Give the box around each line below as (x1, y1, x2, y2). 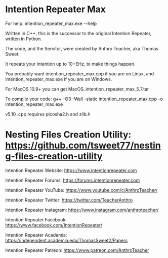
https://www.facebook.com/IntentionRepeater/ (5, 222, 103, 228)
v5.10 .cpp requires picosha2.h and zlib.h (5, 111, 91, 117)
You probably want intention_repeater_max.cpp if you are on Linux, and (5, 70, 154, 77)
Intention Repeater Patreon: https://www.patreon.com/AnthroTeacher (5, 247, 149, 253)
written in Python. (5, 36, 42, 42)
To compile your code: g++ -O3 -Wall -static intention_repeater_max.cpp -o (5, 96, 163, 102)
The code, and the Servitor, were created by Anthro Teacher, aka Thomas (5, 45, 158, 51)
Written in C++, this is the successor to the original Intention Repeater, (5, 30, 152, 36)
